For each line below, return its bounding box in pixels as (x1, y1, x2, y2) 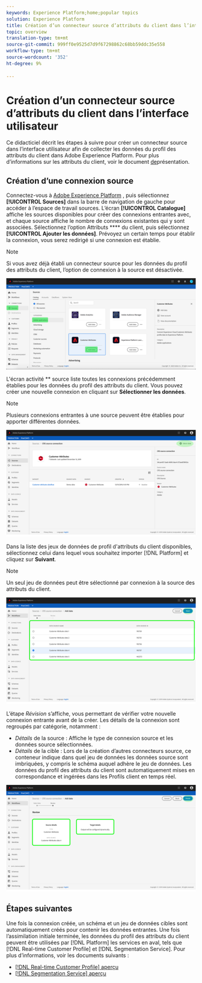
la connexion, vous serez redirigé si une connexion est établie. (6, 237, 161, 244)
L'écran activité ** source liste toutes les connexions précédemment (6, 375, 176, 382)
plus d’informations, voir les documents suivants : (6, 952, 129, 959)
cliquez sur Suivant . (6, 555, 57, 563)
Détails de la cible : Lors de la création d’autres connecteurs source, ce (14, 747, 191, 755)
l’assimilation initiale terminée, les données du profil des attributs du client (6, 932, 189, 940)
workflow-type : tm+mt (6, 48, 61, 54)
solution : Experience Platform (6, 16, 85, 22)
